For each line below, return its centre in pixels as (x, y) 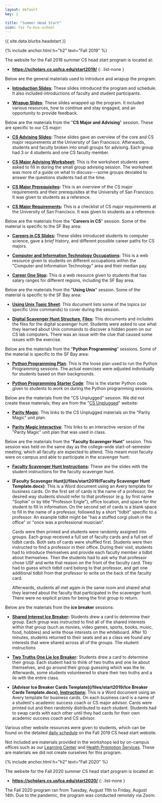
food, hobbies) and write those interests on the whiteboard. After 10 (80, 632)
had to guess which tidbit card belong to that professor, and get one (80, 568)
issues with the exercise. (37, 340)
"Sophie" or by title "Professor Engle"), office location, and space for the (84, 502)
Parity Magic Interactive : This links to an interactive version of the (78, 427)
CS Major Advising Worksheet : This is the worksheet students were (80, 162)
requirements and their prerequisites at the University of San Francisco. (83, 192)
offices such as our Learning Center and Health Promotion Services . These (80, 747)
